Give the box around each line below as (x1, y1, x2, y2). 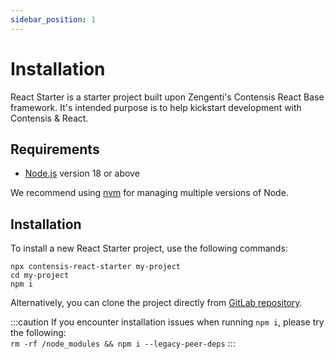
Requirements (10, 141, 100, 158)
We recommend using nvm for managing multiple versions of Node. (10, 187, 289, 199)
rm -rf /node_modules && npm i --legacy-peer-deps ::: (10, 337, 236, 350)
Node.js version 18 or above (24, 167, 140, 180)
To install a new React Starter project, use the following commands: (10, 242, 288, 255)
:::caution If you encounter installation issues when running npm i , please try (10, 316, 325, 328)
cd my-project (10, 271, 70, 281)
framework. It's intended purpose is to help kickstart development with (10, 101, 302, 113)
